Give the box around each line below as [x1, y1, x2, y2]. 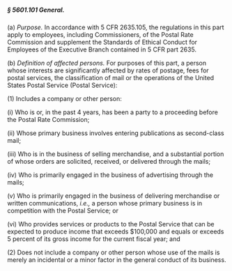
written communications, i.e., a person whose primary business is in [7, 199, 203, 207]
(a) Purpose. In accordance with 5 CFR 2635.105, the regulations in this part [7, 23, 224, 31]
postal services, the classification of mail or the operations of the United [7, 73, 215, 82]
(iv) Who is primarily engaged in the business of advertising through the [7, 171, 214, 179]
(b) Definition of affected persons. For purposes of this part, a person [7, 59, 207, 67]
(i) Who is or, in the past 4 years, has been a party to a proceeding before [7, 108, 218, 116]
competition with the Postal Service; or [7, 206, 118, 215]
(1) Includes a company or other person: [7, 94, 122, 102]
